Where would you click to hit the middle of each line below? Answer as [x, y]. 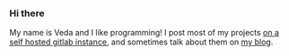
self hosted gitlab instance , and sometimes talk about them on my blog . [141, 42]
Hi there [27, 13]
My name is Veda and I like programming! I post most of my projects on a [144, 33]
